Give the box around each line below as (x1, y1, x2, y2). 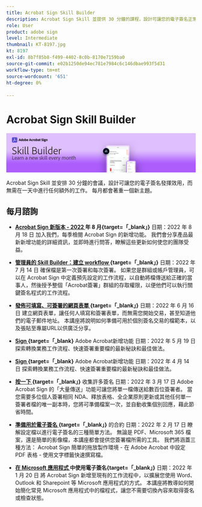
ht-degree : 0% (6, 80, 42, 86)
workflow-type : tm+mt (6, 67, 61, 73)
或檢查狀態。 (14, 494, 47, 502)
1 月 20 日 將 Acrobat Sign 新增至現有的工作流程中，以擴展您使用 (14, 471, 176, 479)
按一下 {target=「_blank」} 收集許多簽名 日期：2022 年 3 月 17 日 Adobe (14, 378, 194, 386)
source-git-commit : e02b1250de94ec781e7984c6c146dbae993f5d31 (6, 60, 165, 66)
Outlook (14, 479, 35, 486)
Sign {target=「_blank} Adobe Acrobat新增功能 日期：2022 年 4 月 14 (14, 358, 189, 365)
